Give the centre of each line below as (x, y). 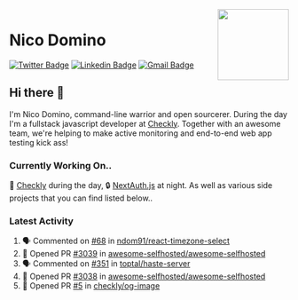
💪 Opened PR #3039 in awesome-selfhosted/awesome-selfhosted (144, 254)
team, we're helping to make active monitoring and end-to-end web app (141, 133)
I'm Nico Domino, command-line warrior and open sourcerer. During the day (149, 114)
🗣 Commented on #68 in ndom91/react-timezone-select (126, 241)
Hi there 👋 (37, 93)
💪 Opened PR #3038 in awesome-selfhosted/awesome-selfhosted (144, 276)
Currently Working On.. (61, 165)
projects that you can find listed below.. (81, 198)
